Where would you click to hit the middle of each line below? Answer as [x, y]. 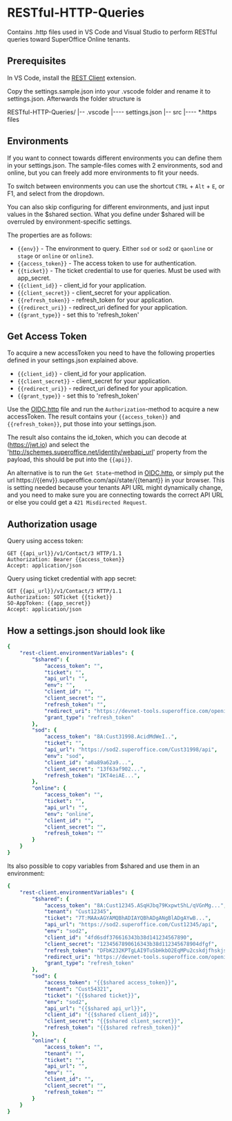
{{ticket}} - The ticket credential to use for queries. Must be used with [119, 270]
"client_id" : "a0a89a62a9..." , [89, 762]
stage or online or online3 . [55, 256]
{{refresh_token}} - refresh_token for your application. [96, 300]
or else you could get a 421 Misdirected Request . [77, 502]
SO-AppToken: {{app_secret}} [49, 603]
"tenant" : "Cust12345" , [78, 912]
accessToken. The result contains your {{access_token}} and [94, 416]
